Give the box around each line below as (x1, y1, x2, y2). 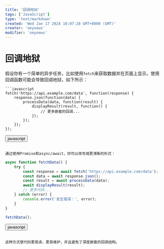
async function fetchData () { (5, 159, 68, 165)
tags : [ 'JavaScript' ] (5, 12, 50, 17)
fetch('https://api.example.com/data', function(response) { (5, 91, 134, 96)
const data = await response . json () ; (23, 174, 101, 179)
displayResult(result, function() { (31, 103, 108, 109)
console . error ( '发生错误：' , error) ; (23, 197, 97, 201)
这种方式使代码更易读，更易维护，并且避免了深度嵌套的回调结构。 (5, 240, 120, 245)
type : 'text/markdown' (5, 16, 52, 21)
